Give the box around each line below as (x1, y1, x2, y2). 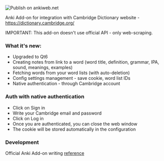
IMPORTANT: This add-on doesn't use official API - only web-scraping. (5, 30, 153, 35)
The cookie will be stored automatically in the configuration (12, 126, 136, 132)
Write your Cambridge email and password (12, 110, 102, 116)
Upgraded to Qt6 (12, 53, 48, 60)
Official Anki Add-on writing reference (5, 150, 85, 156)
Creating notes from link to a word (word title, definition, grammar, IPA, (12, 59, 159, 65)
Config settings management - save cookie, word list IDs (12, 75, 131, 81)
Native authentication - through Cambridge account (12, 81, 120, 87)
